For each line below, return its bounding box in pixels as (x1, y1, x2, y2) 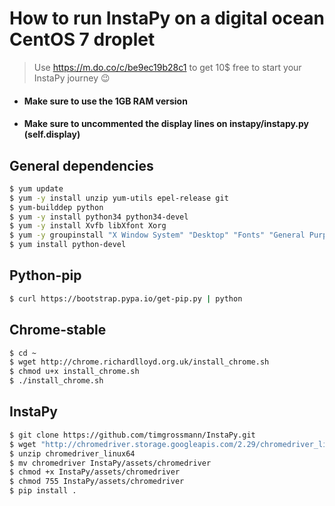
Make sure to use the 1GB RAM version (23, 95, 188, 107)
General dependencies (9, 157, 154, 174)
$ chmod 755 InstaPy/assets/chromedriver (9, 477, 185, 487)
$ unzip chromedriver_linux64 (9, 448, 136, 459)
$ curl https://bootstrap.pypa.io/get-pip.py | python (9, 293, 243, 304)
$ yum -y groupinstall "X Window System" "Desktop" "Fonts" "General (9, 230, 306, 241)
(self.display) (23, 128, 81, 141)
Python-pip (9, 267, 82, 284)
